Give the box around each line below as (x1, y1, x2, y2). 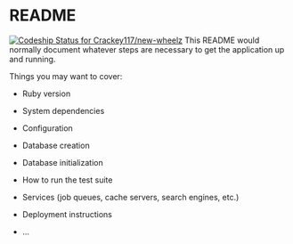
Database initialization (21, 157, 104, 167)
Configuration (21, 122, 73, 134)
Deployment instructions (21, 208, 113, 219)
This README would (184, 35, 260, 45)
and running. (9, 53, 56, 64)
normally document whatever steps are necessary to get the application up (9, 44, 285, 54)
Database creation (21, 140, 91, 150)
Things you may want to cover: (9, 70, 123, 81)
